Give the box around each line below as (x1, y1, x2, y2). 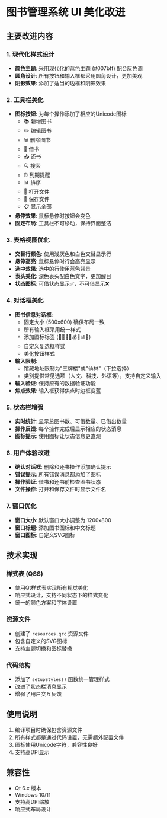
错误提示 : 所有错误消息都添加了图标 (14, 471, 101, 478)
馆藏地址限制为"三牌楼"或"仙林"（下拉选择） (23, 365, 132, 372)
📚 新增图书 (23, 118, 52, 125)
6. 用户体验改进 (6, 449, 50, 457)
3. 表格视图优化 (6, 236, 50, 244)
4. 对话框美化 (6, 296, 44, 305)
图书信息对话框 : (14, 311, 53, 318)
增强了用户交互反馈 (14, 690, 62, 697)
